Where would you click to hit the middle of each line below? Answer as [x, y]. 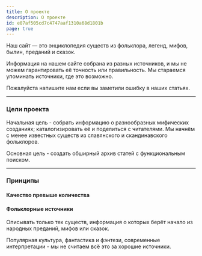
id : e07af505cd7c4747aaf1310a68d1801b [55, 23]
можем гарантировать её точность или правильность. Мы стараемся [96, 70]
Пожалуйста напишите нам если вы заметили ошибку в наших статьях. [98, 88]
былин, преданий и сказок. [41, 52]
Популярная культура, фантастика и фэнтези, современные [83, 240]
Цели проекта [28, 109]
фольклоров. [23, 141]
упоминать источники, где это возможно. [60, 76]
